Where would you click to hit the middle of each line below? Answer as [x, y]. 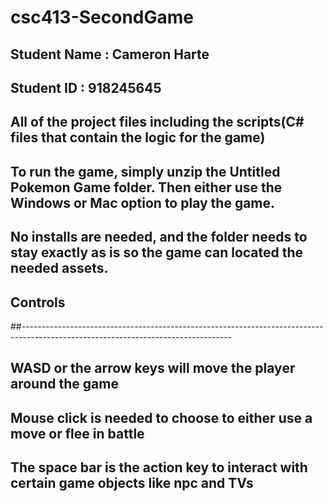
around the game [64, 384]
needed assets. [59, 268]
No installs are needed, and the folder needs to [159, 237]
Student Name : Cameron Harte [110, 54]
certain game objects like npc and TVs [132, 483]
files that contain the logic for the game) [138, 137]
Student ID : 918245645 [86, 87]
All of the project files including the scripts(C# [157, 122]
